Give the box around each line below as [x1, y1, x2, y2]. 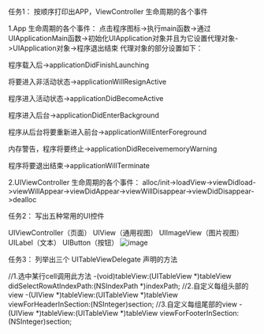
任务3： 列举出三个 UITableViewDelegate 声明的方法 [8, 255, 178, 264]
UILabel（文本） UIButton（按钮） [8, 238, 119, 247]
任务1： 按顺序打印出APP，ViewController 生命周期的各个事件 [8, 7, 208, 16]
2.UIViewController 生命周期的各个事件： [8, 178, 141, 187]
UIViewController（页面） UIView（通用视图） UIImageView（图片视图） [8, 228, 244, 237]
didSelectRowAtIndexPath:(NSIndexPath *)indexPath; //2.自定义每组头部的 [8, 281, 249, 291]
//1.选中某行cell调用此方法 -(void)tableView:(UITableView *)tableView [8, 272, 232, 280]
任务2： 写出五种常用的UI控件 [8, 212, 105, 220]
